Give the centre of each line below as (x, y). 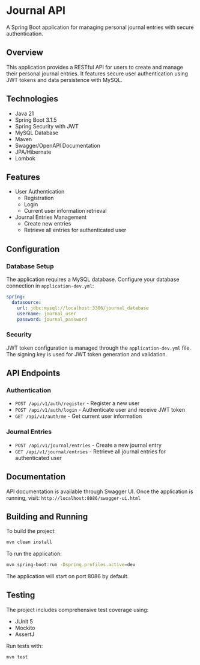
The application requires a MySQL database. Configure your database (93, 279)
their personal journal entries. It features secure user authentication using (97, 74)
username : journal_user (47, 314)
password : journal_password (52, 319)
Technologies (32, 99)
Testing (21, 595)
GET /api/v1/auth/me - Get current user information (78, 416)
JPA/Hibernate (33, 152)
